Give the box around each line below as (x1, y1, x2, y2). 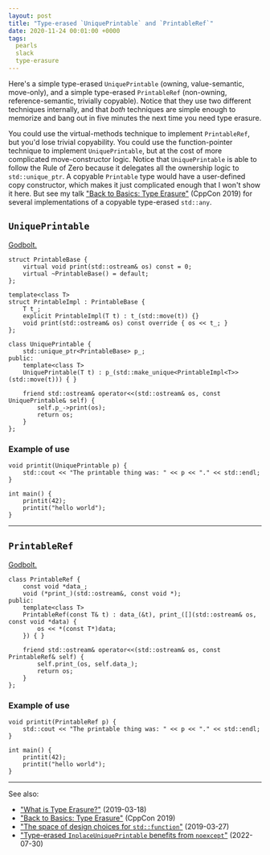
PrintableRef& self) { (8, 653, 84, 661)
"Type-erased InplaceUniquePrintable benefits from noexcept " (19, 831, 228, 840)
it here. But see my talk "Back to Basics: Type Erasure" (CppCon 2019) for (8, 189, 253, 198)
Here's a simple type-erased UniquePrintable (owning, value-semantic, (8, 78, 245, 89)
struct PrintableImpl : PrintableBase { (8, 297, 146, 306)
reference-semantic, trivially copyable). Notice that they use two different (8, 96, 252, 106)
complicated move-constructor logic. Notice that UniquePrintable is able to (8, 154, 257, 164)
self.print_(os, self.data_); (37, 660, 138, 668)
